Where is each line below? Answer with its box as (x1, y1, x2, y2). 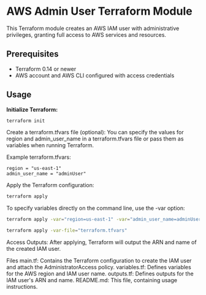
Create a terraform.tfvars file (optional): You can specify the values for (6, 129, 184, 136)
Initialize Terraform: (6, 105, 58, 113)
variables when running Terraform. (6, 142, 94, 149)
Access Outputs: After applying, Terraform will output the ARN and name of (6, 239, 197, 246)
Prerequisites (6, 49, 59, 59)
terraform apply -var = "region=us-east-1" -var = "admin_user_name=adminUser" (6, 216, 204, 223)
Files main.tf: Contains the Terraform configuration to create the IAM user (6, 257, 192, 264)
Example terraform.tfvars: (6, 153, 72, 161)
